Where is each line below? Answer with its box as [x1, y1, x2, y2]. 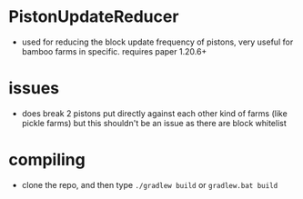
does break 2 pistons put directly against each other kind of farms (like [21, 107, 288, 119]
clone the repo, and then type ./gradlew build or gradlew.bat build [21, 179, 278, 190]
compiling [8, 150, 86, 170]
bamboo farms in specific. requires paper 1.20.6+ [21, 45, 207, 56]
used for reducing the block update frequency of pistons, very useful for [21, 36, 294, 47]
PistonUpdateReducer [8, 6, 179, 27]
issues [8, 78, 60, 99]
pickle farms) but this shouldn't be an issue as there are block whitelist [21, 117, 288, 128]
